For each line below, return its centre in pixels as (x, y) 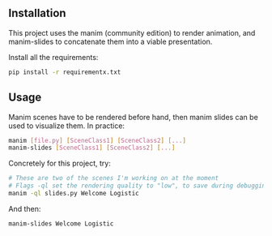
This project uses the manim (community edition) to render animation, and (132, 32)
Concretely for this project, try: (59, 163)
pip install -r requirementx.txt (65, 72)
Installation (37, 13)
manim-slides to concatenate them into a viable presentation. (110, 41)
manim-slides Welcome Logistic (61, 223)
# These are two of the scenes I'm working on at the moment (114, 178)
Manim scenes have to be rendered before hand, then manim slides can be (134, 117)
